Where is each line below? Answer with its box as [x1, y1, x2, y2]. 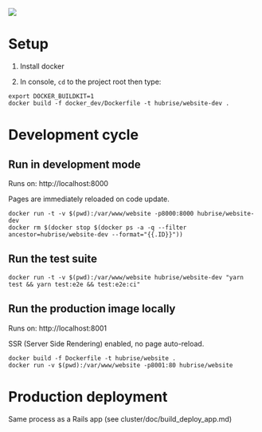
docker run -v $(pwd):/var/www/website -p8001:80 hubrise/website [8, 361, 233, 369]
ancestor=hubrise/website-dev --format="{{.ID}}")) [8, 230, 183, 239]
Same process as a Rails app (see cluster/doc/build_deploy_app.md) [8, 414, 233, 423]
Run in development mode [8, 157, 141, 171]
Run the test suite [8, 252, 98, 266]
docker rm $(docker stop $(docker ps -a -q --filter [8, 224, 187, 232]
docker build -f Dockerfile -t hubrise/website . [8, 354, 177, 363]
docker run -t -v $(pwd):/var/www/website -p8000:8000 [8, 209, 194, 217]
